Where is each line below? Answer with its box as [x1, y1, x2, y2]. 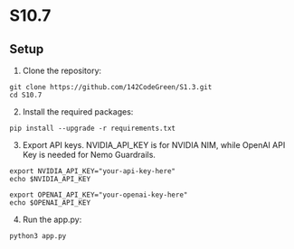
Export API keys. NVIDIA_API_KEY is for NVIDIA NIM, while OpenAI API [22, 140, 286, 150]
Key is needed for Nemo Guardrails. [22, 150, 156, 160]
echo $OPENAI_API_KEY [9, 198, 91, 207]
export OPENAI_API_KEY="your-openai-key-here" [9, 190, 188, 199]
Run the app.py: [22, 214, 82, 225]
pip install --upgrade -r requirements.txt [9, 124, 176, 133]
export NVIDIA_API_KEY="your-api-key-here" [9, 167, 176, 176]
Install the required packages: [22, 106, 134, 117]
